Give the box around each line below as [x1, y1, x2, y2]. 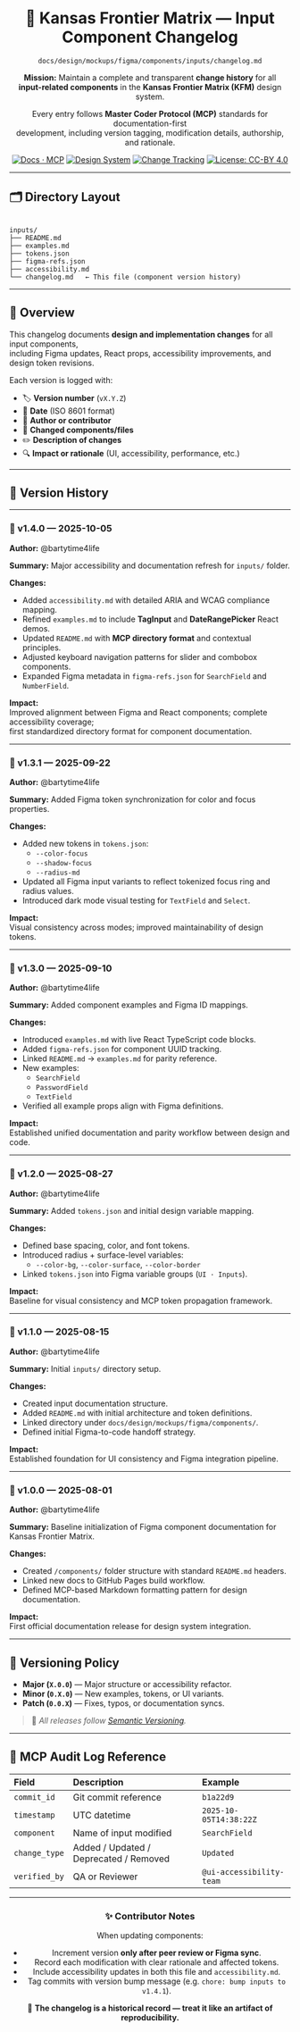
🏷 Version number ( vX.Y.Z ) [21, 392, 127, 403]
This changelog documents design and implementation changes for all [9, 329, 273, 339]
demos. [21, 623, 51, 633]
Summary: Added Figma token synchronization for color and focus [9, 794, 256, 805]
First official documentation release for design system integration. [9, 1621, 252, 1632]
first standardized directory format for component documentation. [9, 725, 253, 736]
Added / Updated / [72, 1841, 151, 1853]
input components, [9, 339, 79, 349]
